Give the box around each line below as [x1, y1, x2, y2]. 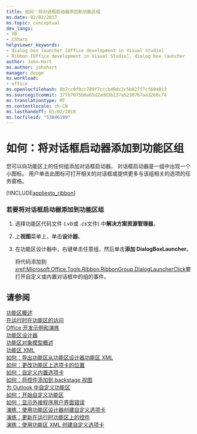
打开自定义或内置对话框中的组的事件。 [14, 273, 109, 281]
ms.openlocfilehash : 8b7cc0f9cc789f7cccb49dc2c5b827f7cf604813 [6, 87, 167, 93]
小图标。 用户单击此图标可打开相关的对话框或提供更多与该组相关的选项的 [6, 170, 186, 177]
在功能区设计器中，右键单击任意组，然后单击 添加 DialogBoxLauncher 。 [14, 245, 192, 253]
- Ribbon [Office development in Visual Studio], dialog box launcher [6, 53, 186, 59]
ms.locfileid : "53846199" [6, 114, 70, 120]
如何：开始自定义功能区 [6, 392, 64, 399]
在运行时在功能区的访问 [6, 317, 64, 324]
